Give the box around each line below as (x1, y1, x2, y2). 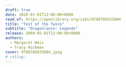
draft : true (5, 7, 30, 13)
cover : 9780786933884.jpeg (5, 49, 62, 54)
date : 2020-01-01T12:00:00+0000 (5, 12, 73, 17)
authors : (5, 36, 24, 41)
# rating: (5, 54, 26, 59)
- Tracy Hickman (10, 45, 44, 50)
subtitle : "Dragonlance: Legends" (5, 26, 78, 31)
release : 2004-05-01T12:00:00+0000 (5, 31, 80, 36)
